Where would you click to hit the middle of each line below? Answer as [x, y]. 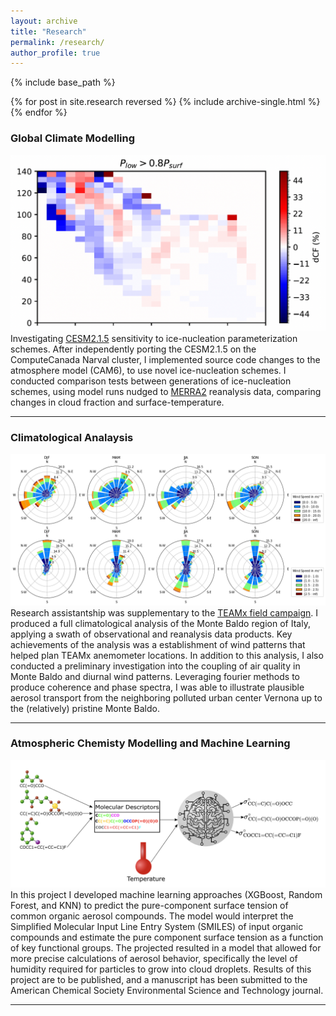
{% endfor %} [39, 112]
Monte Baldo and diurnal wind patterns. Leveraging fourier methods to [155, 676]
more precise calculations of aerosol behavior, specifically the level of [154, 958]
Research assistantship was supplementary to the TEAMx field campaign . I [164, 612]
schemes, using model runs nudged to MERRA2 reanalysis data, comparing [166, 392]
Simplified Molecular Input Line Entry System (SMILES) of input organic [157, 926]
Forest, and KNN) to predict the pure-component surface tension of [149, 905]
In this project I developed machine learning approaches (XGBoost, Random [166, 894]
